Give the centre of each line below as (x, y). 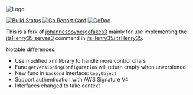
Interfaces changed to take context (57, 86)
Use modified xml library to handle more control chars (80, 61)
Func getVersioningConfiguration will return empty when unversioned (100, 67)
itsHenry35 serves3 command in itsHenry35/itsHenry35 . (75, 38)
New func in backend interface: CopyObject (66, 73)
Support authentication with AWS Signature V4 (71, 79)
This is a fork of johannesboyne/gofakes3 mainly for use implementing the (97, 32)
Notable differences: (31, 49)
